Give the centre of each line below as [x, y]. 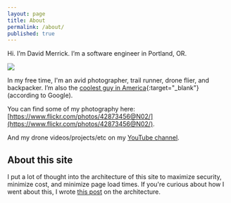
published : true [31, 33]
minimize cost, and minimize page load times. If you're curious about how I [116, 185]
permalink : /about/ [36, 27]
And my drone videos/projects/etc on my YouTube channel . [93, 137]
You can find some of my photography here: [71, 109]
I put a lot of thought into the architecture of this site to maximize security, [114, 177]
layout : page [26, 14]
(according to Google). [40, 95]
